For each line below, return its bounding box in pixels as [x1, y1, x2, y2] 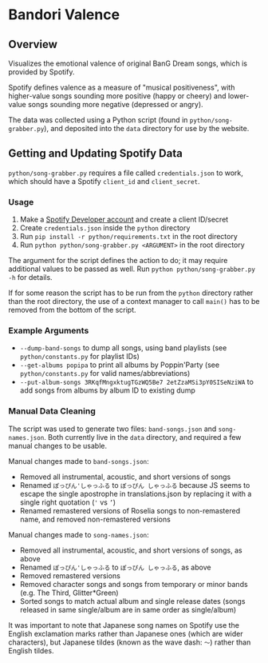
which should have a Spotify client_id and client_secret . [8, 176, 201, 186]
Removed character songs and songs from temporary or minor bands [19, 579, 249, 589]
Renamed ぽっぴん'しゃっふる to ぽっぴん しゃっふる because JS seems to [19, 480, 250, 489]
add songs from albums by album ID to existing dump [19, 385, 195, 395]
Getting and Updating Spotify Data [8, 146, 183, 161]
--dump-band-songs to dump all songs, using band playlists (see [19, 343, 227, 353]
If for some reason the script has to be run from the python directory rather [8, 288, 254, 298]
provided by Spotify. [8, 67, 75, 77]
